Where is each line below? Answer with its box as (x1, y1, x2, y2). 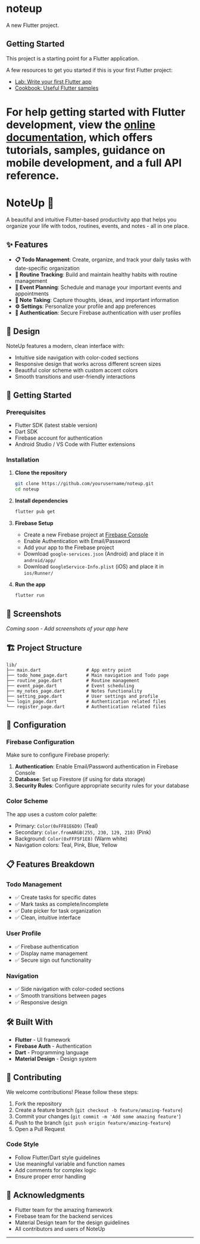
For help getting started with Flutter (6, 105, 186, 118)
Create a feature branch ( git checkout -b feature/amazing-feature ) (14, 1106, 183, 1114)
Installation (6, 456, 40, 464)
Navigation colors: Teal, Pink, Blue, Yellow (14, 841, 118, 848)
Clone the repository (14, 469, 67, 477)
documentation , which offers (6, 130, 153, 144)
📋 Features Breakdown (6, 859, 95, 869)
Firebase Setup (14, 520, 54, 527)
